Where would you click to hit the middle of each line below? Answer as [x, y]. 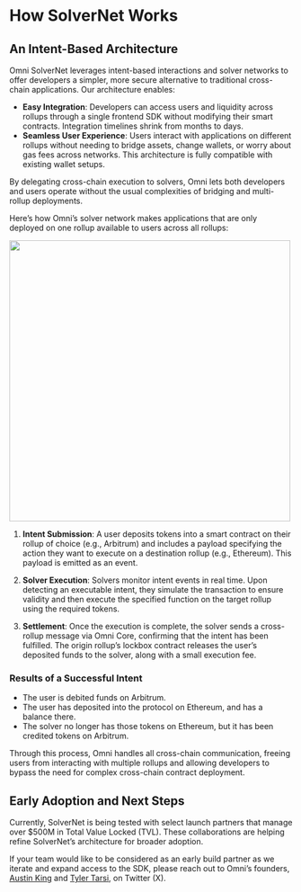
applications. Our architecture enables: [103, 89]
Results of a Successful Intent [76, 678]
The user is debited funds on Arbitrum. [94, 698]
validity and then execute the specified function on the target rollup [147, 599]
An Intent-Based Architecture [93, 49]
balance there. [49, 717]
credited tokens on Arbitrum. [75, 736]
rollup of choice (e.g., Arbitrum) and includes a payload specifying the [152, 544]
